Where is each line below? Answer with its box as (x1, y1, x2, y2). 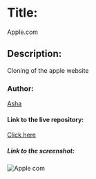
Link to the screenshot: (7, 146, 75, 155)
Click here (7, 130, 37, 139)
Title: (7, 5, 38, 21)
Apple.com (7, 28, 39, 36)
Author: (7, 83, 34, 93)
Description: (7, 48, 62, 60)
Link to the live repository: (7, 115, 84, 123)
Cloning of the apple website (7, 66, 89, 74)
